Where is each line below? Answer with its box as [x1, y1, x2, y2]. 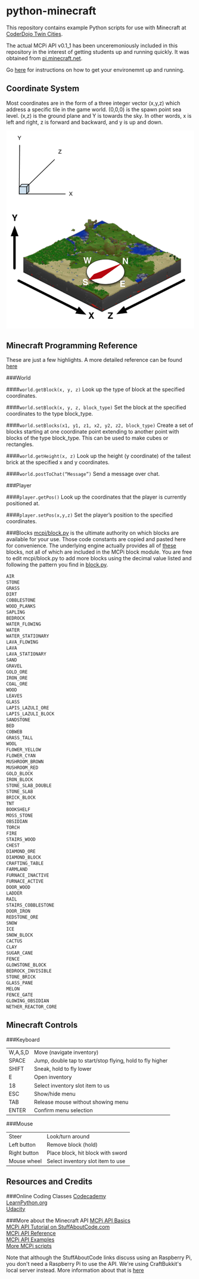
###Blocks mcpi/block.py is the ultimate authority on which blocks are [6, 529, 179, 536]
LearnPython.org [6, 1199, 48, 1206]
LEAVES [6, 692, 23, 699]
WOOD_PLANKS [6, 603, 36, 609]
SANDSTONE [6, 716, 31, 723]
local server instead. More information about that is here [6, 1266, 144, 1274]
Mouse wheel [8, 1158, 42, 1165]
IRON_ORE [6, 674, 28, 681]
